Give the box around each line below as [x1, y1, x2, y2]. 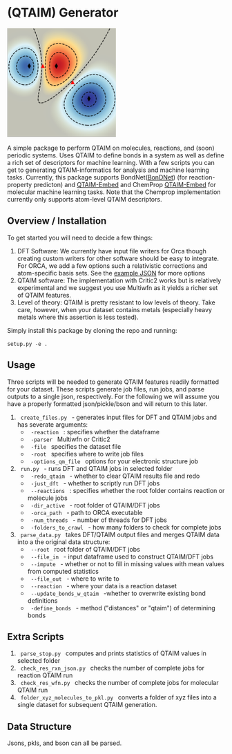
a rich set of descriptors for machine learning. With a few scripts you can [7, 158, 215, 166]
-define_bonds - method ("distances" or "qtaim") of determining [30, 603, 215, 612]
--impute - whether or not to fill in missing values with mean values [30, 559, 224, 568]
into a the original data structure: [17, 537, 110, 546]
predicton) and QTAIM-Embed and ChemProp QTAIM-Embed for [33, 180, 216, 188]
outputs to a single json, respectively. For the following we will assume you [7, 392, 220, 400]
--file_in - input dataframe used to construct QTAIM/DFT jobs [30, 552, 214, 561]
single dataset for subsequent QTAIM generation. [17, 701, 157, 709]
